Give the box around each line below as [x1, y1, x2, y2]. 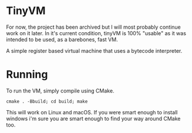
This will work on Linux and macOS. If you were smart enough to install [6, 108, 178, 115]
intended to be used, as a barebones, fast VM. [6, 36, 119, 43]
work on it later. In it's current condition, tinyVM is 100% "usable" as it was [6, 29, 187, 36]
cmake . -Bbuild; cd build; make [6, 98, 88, 104]
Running [6, 68, 48, 81]
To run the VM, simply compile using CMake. [6, 87, 114, 94]
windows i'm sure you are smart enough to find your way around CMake [6, 115, 181, 122]
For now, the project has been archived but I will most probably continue [6, 23, 181, 30]
